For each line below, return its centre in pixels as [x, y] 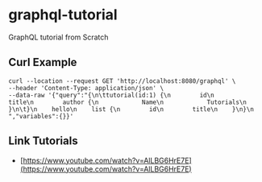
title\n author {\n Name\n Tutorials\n [128, 102]
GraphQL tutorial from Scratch [58, 37]
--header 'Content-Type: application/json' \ [86, 88]
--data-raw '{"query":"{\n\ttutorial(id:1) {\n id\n [112, 95]
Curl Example [43, 62]
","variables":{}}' [41, 116]
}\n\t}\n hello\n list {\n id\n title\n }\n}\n [131, 109]
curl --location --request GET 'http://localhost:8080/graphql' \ [122, 81]
